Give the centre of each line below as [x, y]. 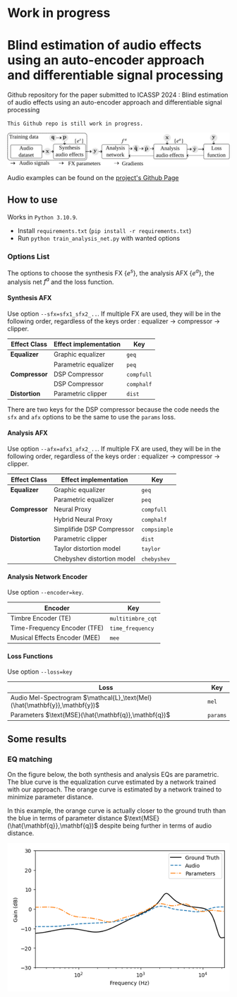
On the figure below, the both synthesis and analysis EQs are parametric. [113, 775]
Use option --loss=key [40, 671]
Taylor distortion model [87, 549]
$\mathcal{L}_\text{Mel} [117, 698]
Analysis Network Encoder [48, 576]
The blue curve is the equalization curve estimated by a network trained [112, 782]
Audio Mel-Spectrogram [46, 698]
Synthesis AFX [30, 297]
